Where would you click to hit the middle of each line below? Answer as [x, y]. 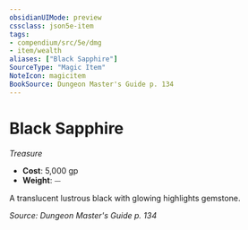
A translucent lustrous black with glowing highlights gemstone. [125, 198]
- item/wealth [36, 51]
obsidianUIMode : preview [56, 17]
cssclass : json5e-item [51, 26]
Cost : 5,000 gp [50, 170]
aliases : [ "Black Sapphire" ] [64, 59]
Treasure [26, 153]
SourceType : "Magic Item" [57, 68]
